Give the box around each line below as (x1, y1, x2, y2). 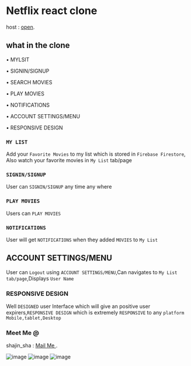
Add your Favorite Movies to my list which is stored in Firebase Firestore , (6, 150, 186, 158)
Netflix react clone (6, 4, 98, 18)
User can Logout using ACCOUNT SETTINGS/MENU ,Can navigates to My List (6, 268, 178, 276)
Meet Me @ (6, 329, 40, 337)
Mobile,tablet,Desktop (6, 315, 61, 321)
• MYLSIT (6, 56, 30, 63)
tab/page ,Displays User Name (6, 275, 74, 282)
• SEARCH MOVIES (6, 78, 53, 85)
